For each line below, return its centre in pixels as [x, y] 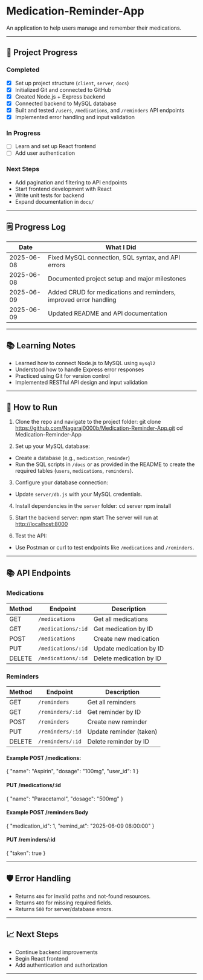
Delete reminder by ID [118, 742]
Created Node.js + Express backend [60, 96]
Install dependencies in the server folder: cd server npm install [93, 506]
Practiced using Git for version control [62, 376]
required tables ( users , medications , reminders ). [74, 471]
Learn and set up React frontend [55, 146]
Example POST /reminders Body [47, 813]
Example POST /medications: [44, 758]
